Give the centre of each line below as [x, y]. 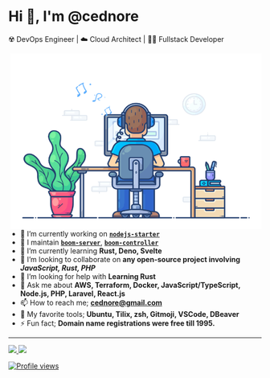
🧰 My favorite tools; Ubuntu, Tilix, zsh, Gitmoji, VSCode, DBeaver [129, 314]
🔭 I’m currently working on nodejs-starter [90, 233]
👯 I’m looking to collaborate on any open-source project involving [130, 259]
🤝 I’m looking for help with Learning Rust [88, 276]
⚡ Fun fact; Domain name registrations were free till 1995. [117, 323]
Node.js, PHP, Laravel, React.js [73, 294]
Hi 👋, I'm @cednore [74, 16]
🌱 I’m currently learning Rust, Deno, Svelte [91, 251]
